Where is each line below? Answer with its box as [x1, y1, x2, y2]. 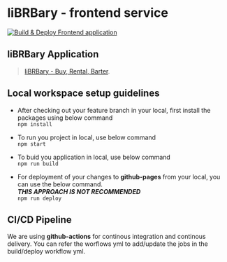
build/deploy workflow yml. [7, 247, 86, 256]
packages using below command [17, 113, 113, 122]
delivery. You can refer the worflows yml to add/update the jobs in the [7, 240, 208, 248]
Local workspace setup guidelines [7, 88, 160, 99]
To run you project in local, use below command [17, 133, 156, 142]
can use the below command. [17, 180, 103, 188]
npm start [17, 140, 47, 148]
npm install [17, 120, 52, 127]
